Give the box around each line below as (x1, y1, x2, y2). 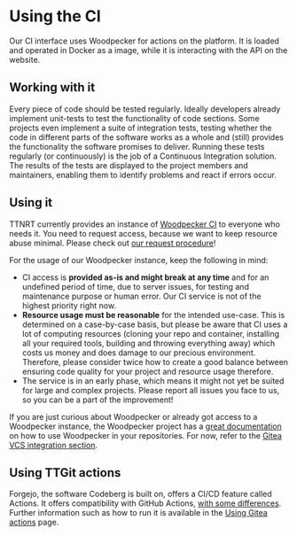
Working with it (9, 80, 96, 95)
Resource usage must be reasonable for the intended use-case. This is (21, 309, 285, 320)
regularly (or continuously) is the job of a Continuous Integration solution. (9, 151, 277, 161)
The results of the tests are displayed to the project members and (9, 159, 248, 170)
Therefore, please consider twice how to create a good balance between (21, 356, 289, 367)
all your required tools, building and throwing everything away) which (21, 338, 276, 348)
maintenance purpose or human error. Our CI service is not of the (21, 291, 262, 301)
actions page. (9, 517, 59, 528)
